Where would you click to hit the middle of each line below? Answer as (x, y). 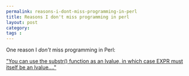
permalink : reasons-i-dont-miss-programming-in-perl (72, 11)
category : (18, 28)
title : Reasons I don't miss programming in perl (68, 17)
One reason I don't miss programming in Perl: (61, 50)
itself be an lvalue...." (31, 67)
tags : (14, 33)
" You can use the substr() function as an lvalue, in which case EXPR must (94, 61)
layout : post (22, 22)
